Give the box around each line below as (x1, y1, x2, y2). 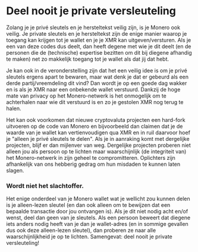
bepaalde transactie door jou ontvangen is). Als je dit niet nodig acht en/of (6, 208, 188, 215)
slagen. (6, 166, 24, 174)
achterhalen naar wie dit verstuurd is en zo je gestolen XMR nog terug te (6, 98, 184, 105)
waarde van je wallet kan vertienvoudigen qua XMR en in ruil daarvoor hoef (6, 129, 190, 136)
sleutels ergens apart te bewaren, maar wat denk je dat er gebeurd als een (6, 73, 189, 80)
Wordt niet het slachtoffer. (6, 181, 84, 190)
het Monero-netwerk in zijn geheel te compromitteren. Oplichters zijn (6, 154, 175, 161)
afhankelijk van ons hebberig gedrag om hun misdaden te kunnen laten (6, 160, 181, 168)
